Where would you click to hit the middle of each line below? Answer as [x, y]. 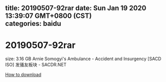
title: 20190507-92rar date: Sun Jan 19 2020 [76, 8]
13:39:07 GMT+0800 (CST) [49, 16]
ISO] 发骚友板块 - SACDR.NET [36, 65]
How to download [23, 75]
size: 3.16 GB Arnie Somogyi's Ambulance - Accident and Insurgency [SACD [83, 59]
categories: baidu [33, 24]
